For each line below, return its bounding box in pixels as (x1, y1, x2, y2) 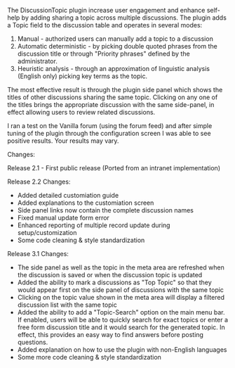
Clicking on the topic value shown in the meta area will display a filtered (17, 293, 224, 301)
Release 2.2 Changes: (7, 177, 71, 186)
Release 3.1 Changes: (7, 250, 69, 258)
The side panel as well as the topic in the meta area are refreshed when (17, 263, 224, 272)
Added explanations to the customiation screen (17, 198, 154, 207)
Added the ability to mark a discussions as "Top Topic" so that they (17, 278, 212, 286)
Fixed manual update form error (17, 214, 110, 222)
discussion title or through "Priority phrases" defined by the (17, 49, 191, 58)
